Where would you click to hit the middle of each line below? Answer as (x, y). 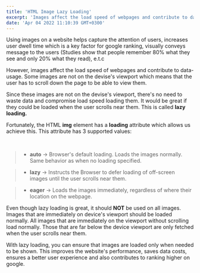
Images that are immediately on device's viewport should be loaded (89, 215)
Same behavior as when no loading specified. (85, 161)
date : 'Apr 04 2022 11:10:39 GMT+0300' (56, 23)
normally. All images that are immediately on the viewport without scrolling (98, 221)
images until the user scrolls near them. (78, 179)
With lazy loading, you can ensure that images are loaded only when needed (100, 245)
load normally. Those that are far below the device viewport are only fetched (100, 227)
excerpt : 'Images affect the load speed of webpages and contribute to (97, 17)
